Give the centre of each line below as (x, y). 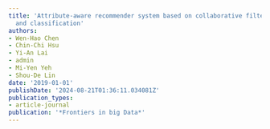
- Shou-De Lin (32, 75)
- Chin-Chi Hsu (34, 46)
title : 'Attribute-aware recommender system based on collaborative (125, 16)
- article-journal (39, 105)
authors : (23, 30)
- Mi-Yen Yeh (30, 68)
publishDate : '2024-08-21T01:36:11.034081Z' (84, 90)
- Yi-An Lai (28, 53)
